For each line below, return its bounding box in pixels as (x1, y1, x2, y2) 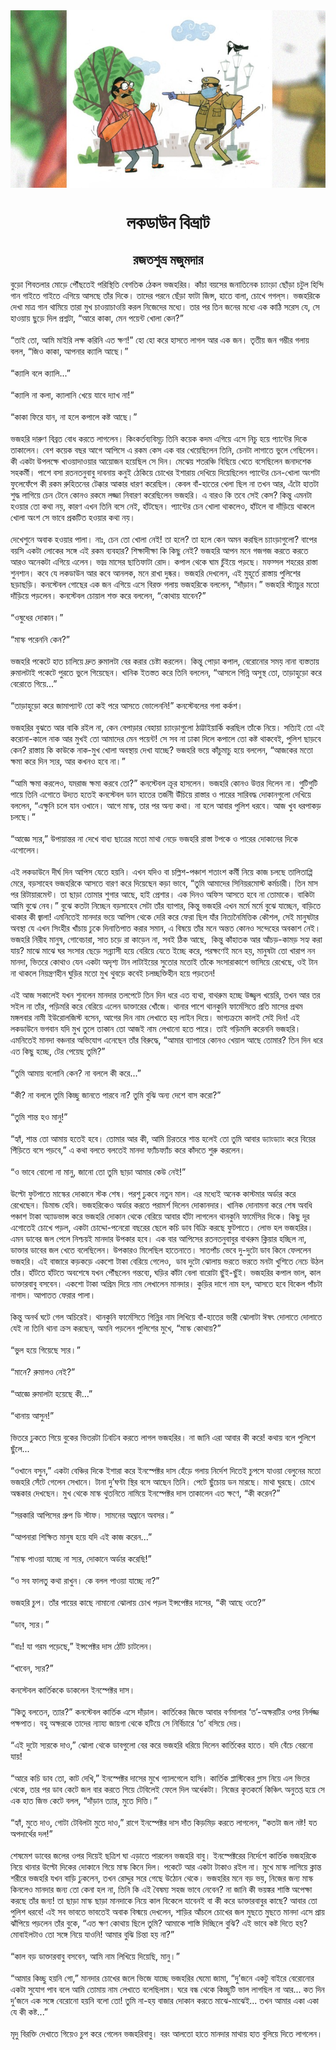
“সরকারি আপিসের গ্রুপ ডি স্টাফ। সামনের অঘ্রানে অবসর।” (10, 1509, 175, 1521)
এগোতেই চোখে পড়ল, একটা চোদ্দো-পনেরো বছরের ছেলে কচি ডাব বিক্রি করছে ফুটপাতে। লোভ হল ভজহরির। (10, 1221, 314, 1233)
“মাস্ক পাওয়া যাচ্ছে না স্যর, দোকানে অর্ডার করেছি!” (10, 1552, 152, 1564)
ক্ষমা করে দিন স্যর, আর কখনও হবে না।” (10, 755, 126, 767)
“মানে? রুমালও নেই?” (10, 1365, 76, 1378)
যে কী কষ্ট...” (10, 2005, 49, 2018)
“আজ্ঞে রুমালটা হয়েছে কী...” (10, 1387, 93, 1399)
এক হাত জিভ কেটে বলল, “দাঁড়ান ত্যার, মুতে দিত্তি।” (10, 1794, 158, 1806)
